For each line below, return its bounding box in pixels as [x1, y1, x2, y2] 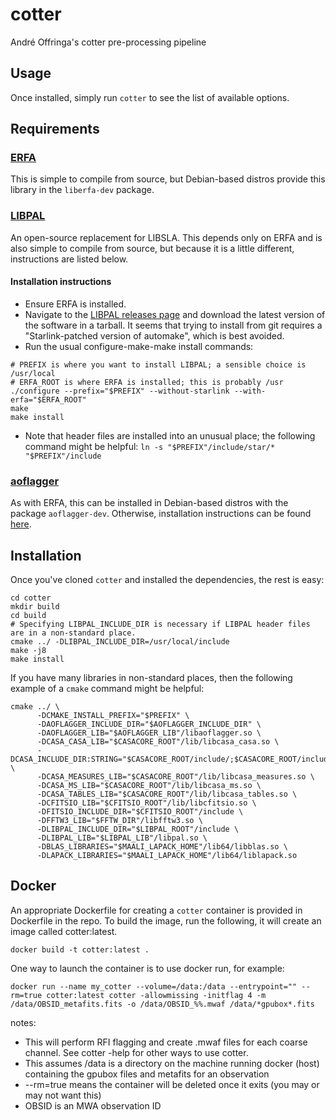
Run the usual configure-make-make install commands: [24, 340, 254, 352]
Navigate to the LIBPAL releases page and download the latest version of [24, 308, 326, 320]
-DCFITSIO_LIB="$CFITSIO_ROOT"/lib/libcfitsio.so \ [36, 798, 257, 808]
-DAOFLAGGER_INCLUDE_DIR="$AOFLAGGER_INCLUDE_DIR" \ [36, 719, 262, 730]
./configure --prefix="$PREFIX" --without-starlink [10, 386, 230, 396]
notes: [10, 1016, 37, 1028]
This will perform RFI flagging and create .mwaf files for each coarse [24, 1036, 308, 1048]
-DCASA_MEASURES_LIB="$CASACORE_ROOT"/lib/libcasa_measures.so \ [36, 772, 315, 782]
